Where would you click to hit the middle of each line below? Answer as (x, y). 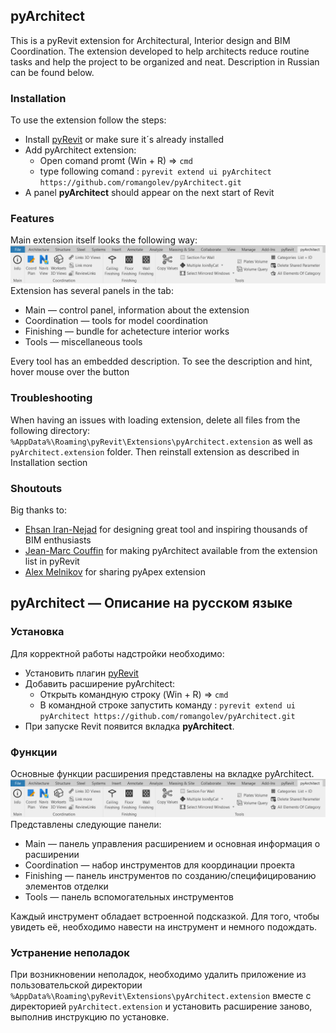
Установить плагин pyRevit (81, 673)
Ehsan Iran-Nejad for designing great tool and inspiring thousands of (166, 530)
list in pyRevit (52, 561)
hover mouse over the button (70, 372)
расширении (52, 855)
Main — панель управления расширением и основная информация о (172, 844)
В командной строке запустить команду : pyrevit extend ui (168, 705)
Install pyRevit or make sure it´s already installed (124, 140)
